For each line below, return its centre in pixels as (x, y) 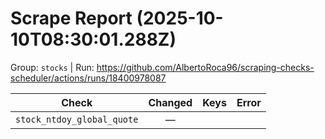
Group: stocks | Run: (52, 67)
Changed (170, 102)
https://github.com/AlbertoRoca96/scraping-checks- (205, 67)
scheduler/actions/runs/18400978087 (88, 78)
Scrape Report (71, 18)
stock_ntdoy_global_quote (77, 119)
